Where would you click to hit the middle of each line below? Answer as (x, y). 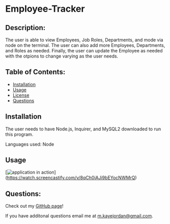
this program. (19, 134)
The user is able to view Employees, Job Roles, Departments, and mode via (84, 40)
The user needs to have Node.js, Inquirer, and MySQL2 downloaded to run (83, 129)
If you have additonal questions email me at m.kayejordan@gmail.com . (79, 216)
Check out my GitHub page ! (34, 206)
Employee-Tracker (45, 9)
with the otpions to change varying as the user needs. (62, 56)
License (21, 95)
